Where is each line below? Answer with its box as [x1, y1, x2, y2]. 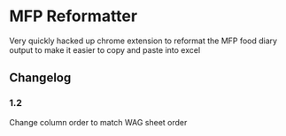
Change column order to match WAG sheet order [9, 117, 188, 127]
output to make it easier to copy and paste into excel [9, 44, 201, 55]
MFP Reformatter [9, 6, 138, 26]
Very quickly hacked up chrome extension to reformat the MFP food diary [9, 35, 277, 46]
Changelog [9, 71, 72, 86]
